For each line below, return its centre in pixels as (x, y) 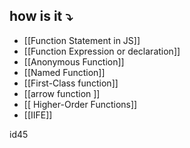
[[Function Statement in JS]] (82, 40)
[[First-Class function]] (71, 83)
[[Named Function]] (64, 72)
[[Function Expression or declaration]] (102, 51)
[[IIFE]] (38, 115)
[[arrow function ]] (62, 93)
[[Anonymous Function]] (74, 61)
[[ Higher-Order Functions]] (80, 104)
